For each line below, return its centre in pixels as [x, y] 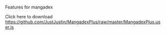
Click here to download [29, 17]
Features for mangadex [29, 7]
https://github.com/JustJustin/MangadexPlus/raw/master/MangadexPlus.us [83, 22]
